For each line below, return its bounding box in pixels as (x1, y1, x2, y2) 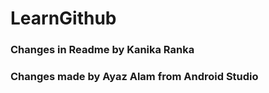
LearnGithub (10, 7, 117, 30)
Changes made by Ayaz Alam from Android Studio (10, 70, 259, 84)
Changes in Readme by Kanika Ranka (10, 43, 195, 57)
